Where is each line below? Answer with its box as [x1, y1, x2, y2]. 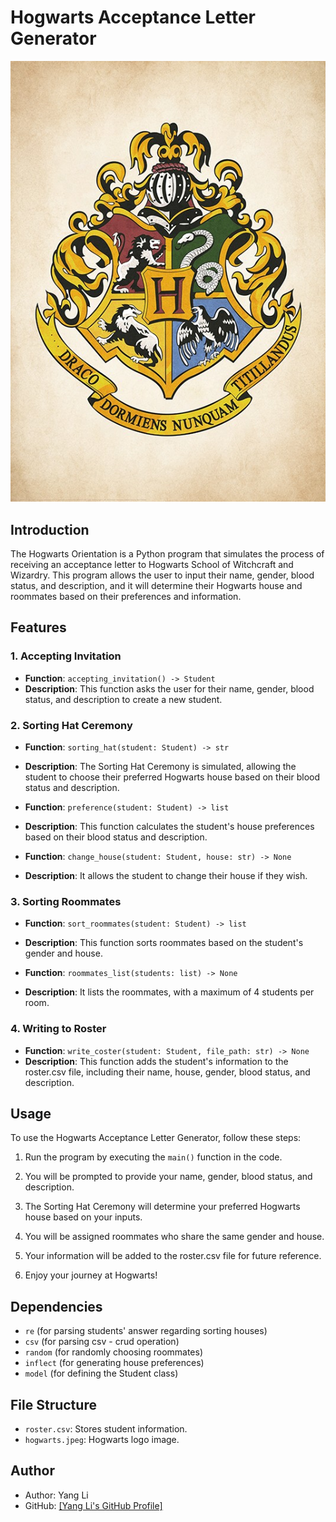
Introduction [10, 521, 90, 538]
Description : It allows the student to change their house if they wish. [24, 869, 308, 881]
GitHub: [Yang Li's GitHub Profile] [24, 1499, 163, 1511]
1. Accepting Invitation [10, 649, 122, 663]
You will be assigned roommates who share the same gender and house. [24, 1231, 325, 1243]
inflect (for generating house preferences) [24, 1357, 205, 1369]
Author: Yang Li [24, 1489, 89, 1501]
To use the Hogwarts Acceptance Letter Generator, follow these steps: [10, 1132, 302, 1144]
